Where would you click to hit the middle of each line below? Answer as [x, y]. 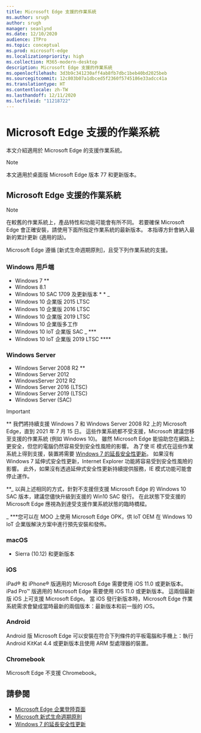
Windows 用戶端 [30, 267]
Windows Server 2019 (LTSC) [51, 393]
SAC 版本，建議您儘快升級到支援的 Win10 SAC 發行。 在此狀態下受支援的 [96, 496]
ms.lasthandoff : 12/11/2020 [41, 95]
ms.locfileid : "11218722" [38, 101]
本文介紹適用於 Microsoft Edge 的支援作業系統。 [66, 150]
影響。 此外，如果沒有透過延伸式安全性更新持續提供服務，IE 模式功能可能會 [99, 469]
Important [18, 411]
